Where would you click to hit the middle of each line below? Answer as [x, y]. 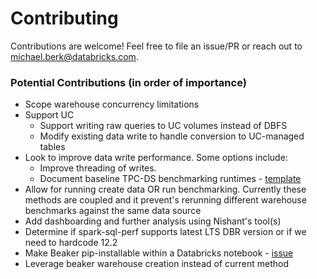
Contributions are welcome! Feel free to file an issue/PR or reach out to [156, 46]
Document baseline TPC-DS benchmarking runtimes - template [170, 179]
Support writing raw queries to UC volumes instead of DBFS [163, 126]
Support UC [49, 115]
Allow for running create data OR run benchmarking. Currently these [165, 189]
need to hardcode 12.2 [71, 243]
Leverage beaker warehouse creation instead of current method [157, 264]
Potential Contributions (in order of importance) [128, 82]
